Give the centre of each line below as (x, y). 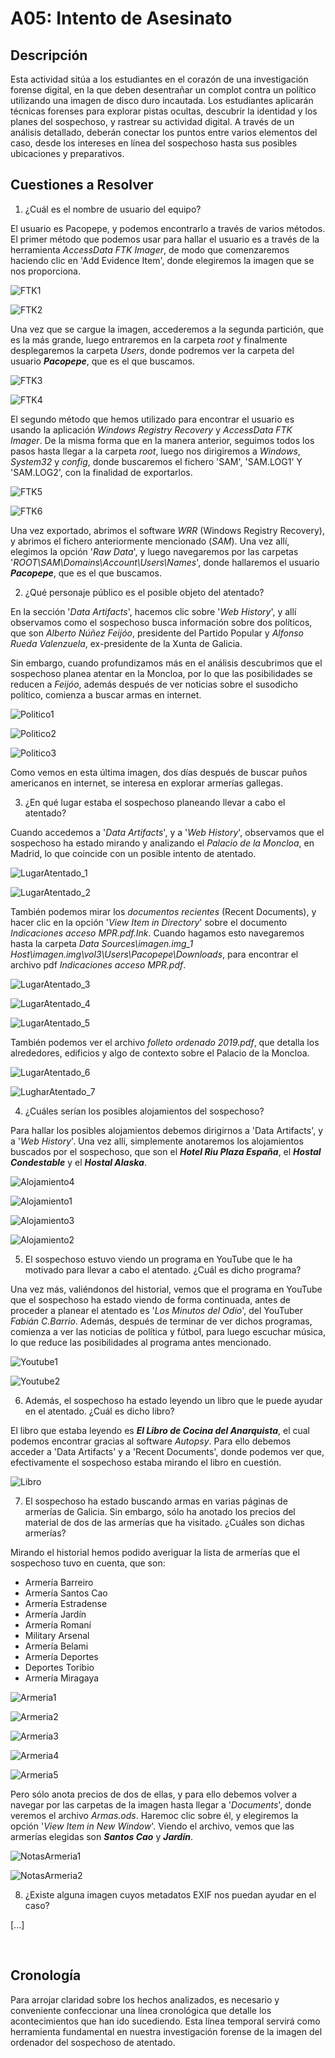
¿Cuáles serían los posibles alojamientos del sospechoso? (144, 1111)
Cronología (46, 1975)
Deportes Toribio (59, 1667)
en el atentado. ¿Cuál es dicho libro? (99, 1411)
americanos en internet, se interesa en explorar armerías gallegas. (146, 783)
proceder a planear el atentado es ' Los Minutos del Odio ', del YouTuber (156, 1310)
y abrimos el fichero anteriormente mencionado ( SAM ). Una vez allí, (150, 541)
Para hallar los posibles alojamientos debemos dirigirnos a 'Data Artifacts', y (167, 1130)
